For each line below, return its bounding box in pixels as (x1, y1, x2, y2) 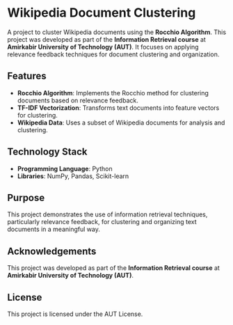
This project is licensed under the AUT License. (7, 310, 143, 318)
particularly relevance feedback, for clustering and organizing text (7, 218, 197, 226)
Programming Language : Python (17, 164, 113, 173)
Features (7, 70, 47, 82)
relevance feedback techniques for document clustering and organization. (7, 50, 220, 58)
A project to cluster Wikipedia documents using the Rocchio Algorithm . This (7, 28, 227, 36)
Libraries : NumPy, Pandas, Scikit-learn (17, 172, 129, 180)
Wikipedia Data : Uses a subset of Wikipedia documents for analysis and (17, 118, 225, 127)
